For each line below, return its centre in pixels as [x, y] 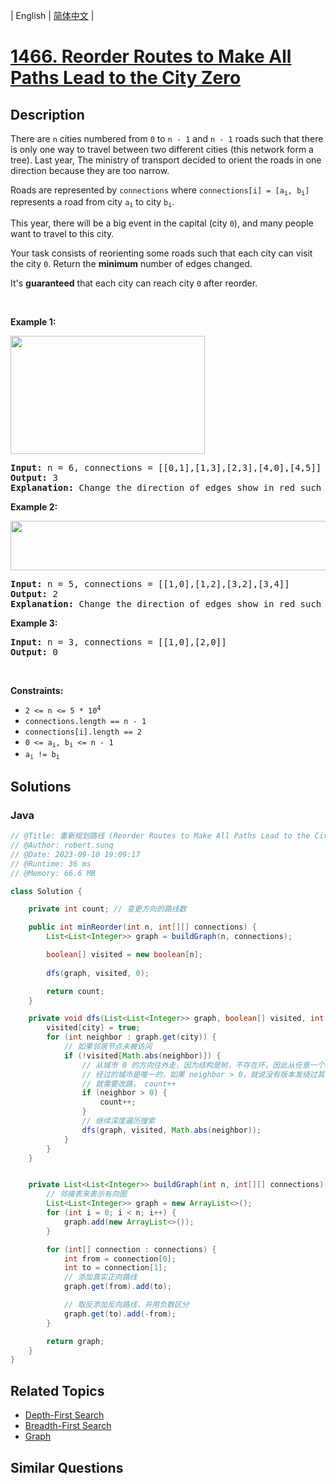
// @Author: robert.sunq [62, 845]
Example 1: [33, 321]
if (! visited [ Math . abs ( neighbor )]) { [142, 1055]
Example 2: [34, 506]
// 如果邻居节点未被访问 [108, 1047]
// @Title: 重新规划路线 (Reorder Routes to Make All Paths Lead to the [160, 836]
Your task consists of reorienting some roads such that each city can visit [161, 253]
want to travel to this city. [62, 233]
